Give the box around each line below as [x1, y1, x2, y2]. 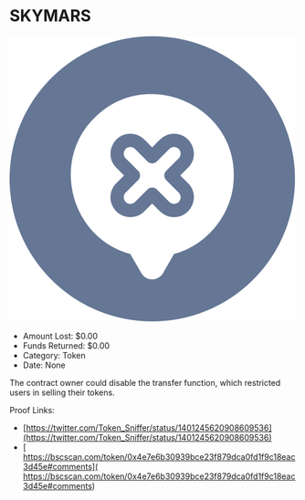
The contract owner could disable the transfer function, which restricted [9, 377, 281, 388]
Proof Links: [9, 404, 55, 415]
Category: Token [22, 349, 86, 360]
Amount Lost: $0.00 [22, 330, 99, 341]
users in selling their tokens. [9, 387, 116, 398]
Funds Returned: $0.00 [22, 339, 110, 351]
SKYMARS [9, 5, 91, 26]
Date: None [22, 359, 66, 370]
